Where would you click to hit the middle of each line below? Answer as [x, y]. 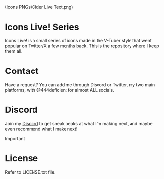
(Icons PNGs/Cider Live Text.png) [39, 7]
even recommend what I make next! [41, 129]
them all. [14, 51]
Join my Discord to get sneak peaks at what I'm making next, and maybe [79, 123]
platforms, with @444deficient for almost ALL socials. [60, 90]
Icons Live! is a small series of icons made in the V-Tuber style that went [78, 40]
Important [15, 138]
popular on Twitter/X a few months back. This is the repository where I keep [82, 46]
